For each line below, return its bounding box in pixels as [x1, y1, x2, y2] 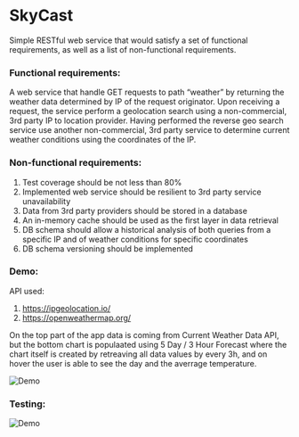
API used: [9, 285, 44, 296]
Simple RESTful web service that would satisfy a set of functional [9, 35, 248, 45]
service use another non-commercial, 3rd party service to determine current [9, 125, 290, 136]
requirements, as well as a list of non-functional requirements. [9, 44, 237, 54]
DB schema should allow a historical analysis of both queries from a [21, 224, 271, 235]
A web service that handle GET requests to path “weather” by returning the [9, 87, 285, 98]
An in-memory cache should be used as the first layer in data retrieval [21, 215, 279, 226]
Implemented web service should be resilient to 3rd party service [21, 186, 262, 197]
